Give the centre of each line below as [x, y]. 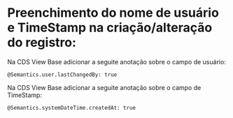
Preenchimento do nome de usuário [113, 13]
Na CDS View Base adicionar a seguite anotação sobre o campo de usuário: [116, 61]
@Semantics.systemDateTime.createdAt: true [72, 108]
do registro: [42, 43]
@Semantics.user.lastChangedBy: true [62, 75]
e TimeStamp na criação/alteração [110, 28]
